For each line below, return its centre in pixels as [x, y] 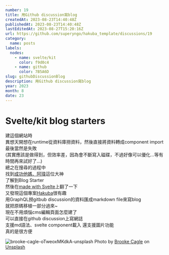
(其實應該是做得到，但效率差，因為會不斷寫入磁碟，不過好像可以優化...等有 [84, 155]
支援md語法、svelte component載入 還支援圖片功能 [60, 225]
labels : [14, 48]
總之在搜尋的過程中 [26, 168]
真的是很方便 [19, 231]
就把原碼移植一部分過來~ [31, 206]
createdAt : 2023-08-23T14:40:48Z [41, 19]
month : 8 [15, 91]
